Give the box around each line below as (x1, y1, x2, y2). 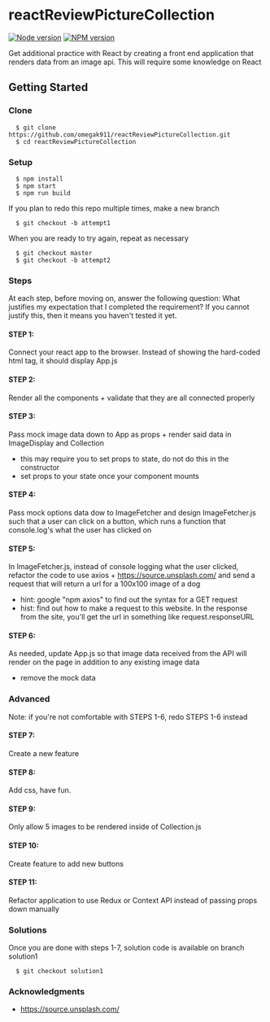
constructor (20, 462, 60, 472)
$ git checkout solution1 (15, 968, 104, 976)
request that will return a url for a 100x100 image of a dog (8, 579, 201, 589)
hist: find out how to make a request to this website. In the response (20, 603, 248, 613)
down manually (8, 904, 59, 914)
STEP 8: (8, 767, 37, 777)
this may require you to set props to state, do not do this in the (20, 454, 229, 463)
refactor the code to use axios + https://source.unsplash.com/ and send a (8, 571, 256, 581)
